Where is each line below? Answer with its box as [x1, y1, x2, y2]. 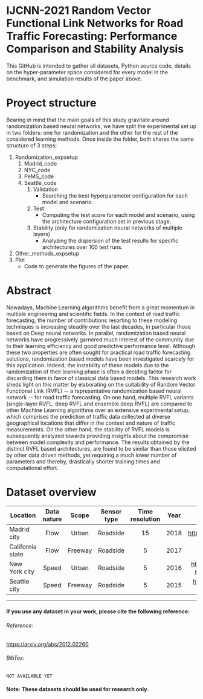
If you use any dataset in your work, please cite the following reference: [6, 608, 190, 615]
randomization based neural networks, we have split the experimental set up [6, 122, 196, 130]
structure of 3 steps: [6, 141, 57, 149]
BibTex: [6, 654, 25, 662]
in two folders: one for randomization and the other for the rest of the [6, 129, 178, 136]
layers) [33, 230, 50, 237]
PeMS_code [24, 173, 54, 180]
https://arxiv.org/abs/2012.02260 [6, 640, 89, 648]
